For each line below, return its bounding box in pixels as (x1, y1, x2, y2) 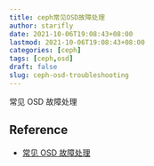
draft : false (9, 63, 58, 72)
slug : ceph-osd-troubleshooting (9, 71, 129, 80)
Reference (9, 123, 69, 138)
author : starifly (9, 21, 74, 30)
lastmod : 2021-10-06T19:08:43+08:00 (9, 37, 145, 47)
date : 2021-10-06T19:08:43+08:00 (9, 29, 134, 38)
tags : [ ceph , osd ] (9, 54, 74, 63)
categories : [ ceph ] (9, 46, 82, 55)
